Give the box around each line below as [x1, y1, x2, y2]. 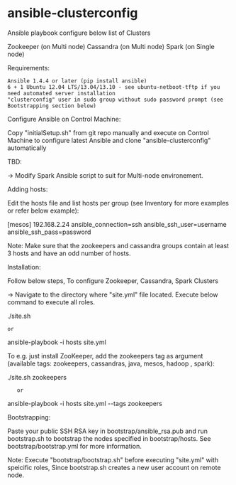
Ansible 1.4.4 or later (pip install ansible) [7, 77, 147, 85]
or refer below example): [7, 206, 79, 215]
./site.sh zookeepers [7, 373, 67, 381]
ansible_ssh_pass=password [7, 228, 91, 236]
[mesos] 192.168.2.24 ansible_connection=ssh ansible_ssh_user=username [7, 220, 227, 228]
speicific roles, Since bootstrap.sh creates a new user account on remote [7, 463, 221, 471]
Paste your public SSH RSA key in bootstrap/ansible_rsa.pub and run [7, 427, 208, 435]
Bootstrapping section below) [7, 102, 97, 110]
